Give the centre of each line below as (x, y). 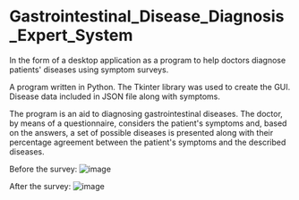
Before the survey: (43, 169)
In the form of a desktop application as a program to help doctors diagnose (148, 60)
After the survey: (40, 186)
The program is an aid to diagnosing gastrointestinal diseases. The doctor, (146, 113)
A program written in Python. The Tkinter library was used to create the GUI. (150, 87)
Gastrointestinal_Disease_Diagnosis (147, 17)
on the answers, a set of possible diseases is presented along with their (141, 132)
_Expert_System (71, 35)
